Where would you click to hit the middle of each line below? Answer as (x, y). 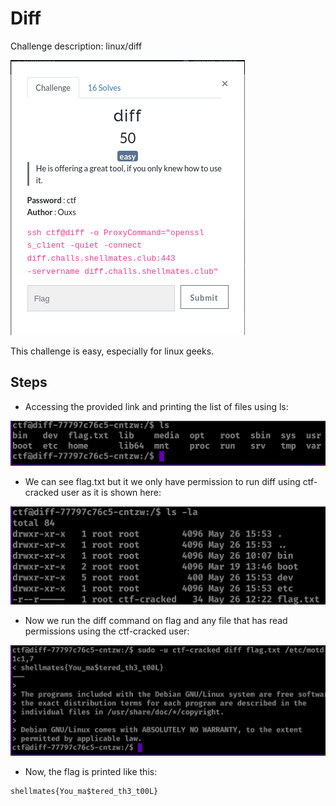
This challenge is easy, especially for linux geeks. (112, 351)
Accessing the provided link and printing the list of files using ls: (156, 406)
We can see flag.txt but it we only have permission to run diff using (162, 482)
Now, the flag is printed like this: (91, 771)
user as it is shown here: (111, 493)
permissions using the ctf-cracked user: (107, 631)
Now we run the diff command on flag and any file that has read (156, 620)
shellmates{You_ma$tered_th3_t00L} (84, 791)
